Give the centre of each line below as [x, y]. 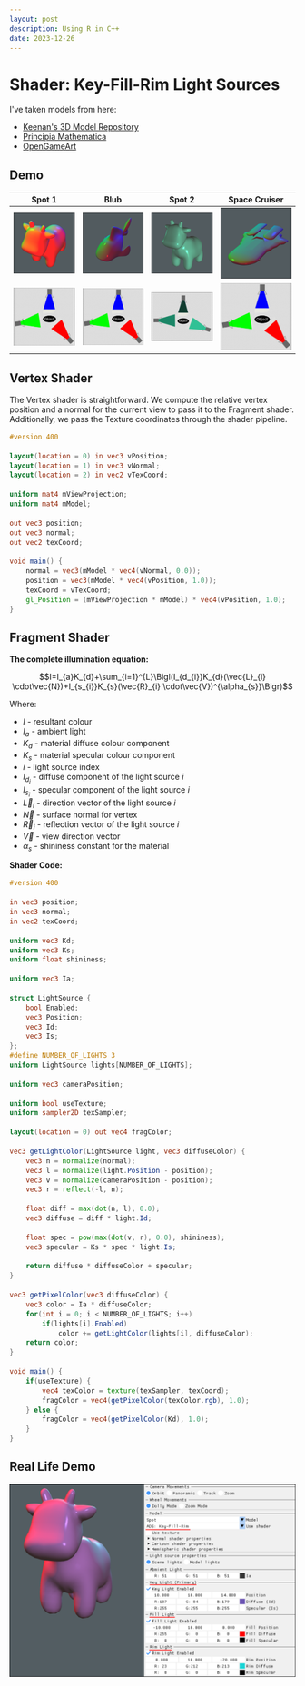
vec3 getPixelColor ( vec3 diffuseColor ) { [89, 1295]
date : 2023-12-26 [42, 38]
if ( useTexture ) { [59, 1381]
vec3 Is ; [42, 1036]
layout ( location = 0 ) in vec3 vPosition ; [89, 456]
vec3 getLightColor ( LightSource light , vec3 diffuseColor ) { [128, 1151]
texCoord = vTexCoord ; [69, 590]
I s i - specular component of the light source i [106, 791]
